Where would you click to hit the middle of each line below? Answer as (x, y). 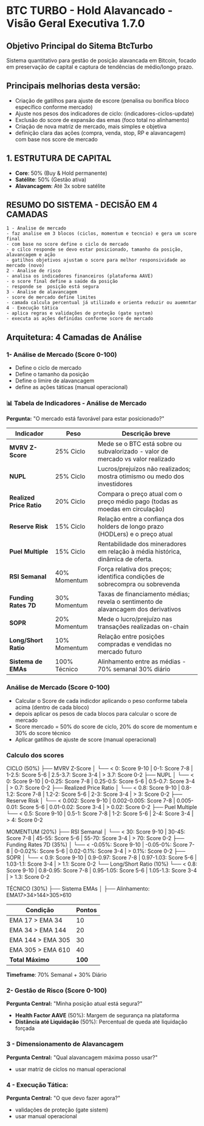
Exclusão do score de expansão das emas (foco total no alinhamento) (102, 120)
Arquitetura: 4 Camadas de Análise (74, 337)
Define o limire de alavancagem (55, 381)
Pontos (87, 910)
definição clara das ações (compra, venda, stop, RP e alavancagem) (100, 133)
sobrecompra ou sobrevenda (139, 585)
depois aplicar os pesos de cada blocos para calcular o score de (96, 713)
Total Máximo (29, 960)
